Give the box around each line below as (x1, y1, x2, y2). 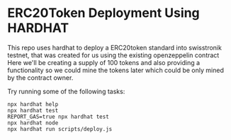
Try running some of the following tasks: (7, 87, 125, 95)
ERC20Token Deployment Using (7, 5, 200, 21)
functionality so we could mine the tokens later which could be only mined (7, 66, 225, 74)
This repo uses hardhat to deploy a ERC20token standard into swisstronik (7, 43, 222, 52)
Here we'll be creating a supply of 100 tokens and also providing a (7, 58, 201, 66)
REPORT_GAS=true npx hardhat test (7, 113, 110, 120)
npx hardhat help (7, 100, 59, 107)
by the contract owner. (7, 73, 74, 82)
